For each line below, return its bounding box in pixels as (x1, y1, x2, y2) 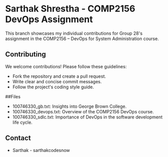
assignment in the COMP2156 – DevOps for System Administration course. (5, 36, 159, 42)
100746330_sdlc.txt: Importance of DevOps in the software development (12, 114, 163, 120)
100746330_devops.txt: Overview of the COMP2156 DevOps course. (12, 108, 154, 114)
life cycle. (12, 119, 33, 125)
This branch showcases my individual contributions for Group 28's (5, 30, 143, 36)
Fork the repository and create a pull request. (12, 73, 106, 79)
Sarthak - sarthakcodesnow (12, 147, 70, 153)
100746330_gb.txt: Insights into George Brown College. (12, 103, 127, 109)
